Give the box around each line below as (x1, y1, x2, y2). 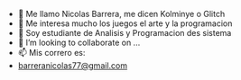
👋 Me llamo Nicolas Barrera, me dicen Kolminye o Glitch (17, 9, 226, 19)
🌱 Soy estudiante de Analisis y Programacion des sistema (17, 28, 232, 38)
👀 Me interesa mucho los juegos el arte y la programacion (17, 18, 233, 29)
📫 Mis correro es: (17, 48, 86, 58)
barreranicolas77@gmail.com (17, 60, 128, 71)
